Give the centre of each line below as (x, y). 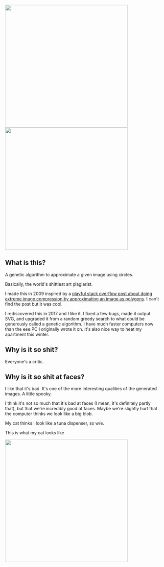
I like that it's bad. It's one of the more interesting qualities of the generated (81, 389)
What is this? (25, 263)
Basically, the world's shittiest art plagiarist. (49, 284)
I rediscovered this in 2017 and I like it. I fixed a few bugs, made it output (78, 313)
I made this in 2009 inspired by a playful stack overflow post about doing (79, 294)
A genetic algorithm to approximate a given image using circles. (69, 274)
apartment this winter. (27, 334)
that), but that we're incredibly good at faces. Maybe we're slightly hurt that (81, 409)
